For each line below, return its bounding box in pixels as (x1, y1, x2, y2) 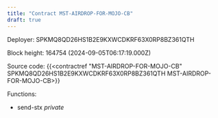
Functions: (7, 90, 37, 98)
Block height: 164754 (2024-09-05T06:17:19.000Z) (7, 49, 152, 57)
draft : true (7, 16, 41, 23)
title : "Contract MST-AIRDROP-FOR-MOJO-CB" (7, 10, 134, 17)
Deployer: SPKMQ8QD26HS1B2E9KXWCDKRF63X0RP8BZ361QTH (7, 35, 195, 43)
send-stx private (16, 103, 64, 111)
